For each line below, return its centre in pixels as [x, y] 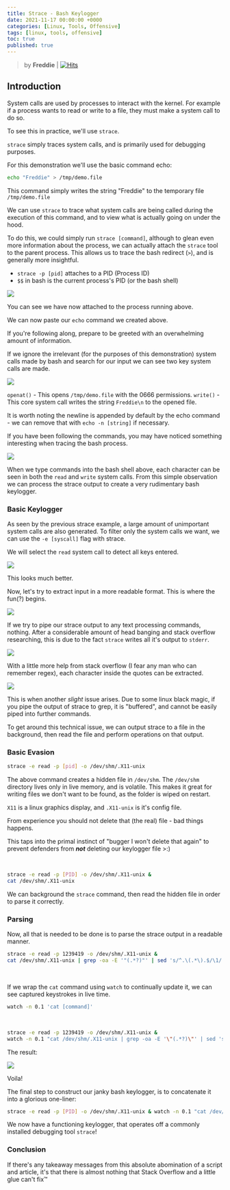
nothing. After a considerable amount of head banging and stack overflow [111, 632]
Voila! [15, 1078]
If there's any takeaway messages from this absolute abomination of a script [115, 1165]
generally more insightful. [43, 260]
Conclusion [27, 1149]
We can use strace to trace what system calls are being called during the [110, 210]
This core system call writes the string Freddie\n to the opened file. [102, 402]
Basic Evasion [31, 752]
